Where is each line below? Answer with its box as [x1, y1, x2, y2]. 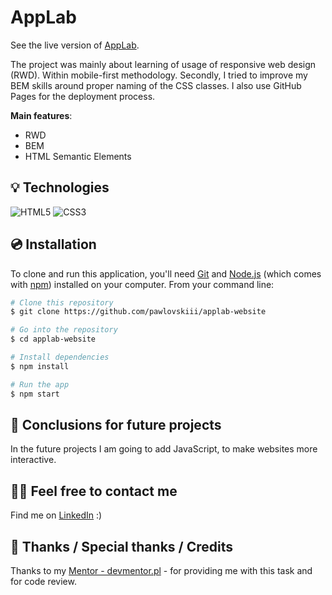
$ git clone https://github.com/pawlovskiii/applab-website [10, 307, 267, 317]
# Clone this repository [10, 297, 114, 308]
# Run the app [10, 379, 70, 390]
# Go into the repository [10, 325, 118, 335]
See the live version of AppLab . [10, 39, 140, 51]
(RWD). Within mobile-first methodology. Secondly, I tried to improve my [10, 69, 308, 81]
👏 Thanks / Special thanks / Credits [10, 538, 233, 555]
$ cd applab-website [10, 334, 97, 345]
